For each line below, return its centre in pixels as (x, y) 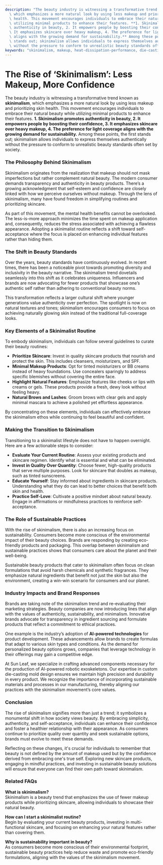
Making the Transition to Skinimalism (50, 430)
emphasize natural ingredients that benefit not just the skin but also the (76, 575)
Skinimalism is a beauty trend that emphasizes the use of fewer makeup (77, 797)
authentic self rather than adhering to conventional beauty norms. (71, 288)
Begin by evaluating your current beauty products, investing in (67, 822)
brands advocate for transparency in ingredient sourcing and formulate (76, 619)
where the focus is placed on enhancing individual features (89, 234)
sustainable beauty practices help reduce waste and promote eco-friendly (79, 852)
